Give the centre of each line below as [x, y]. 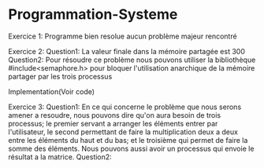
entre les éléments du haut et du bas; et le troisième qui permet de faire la [128, 140]
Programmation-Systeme [93, 15]
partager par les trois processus [60, 76]
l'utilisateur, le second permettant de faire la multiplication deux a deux [123, 132]
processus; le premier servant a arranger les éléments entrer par [113, 123]
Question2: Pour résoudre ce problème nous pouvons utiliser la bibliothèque [132, 60]
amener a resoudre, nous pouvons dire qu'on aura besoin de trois [115, 115]
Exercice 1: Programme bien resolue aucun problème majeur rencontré [123, 36]
